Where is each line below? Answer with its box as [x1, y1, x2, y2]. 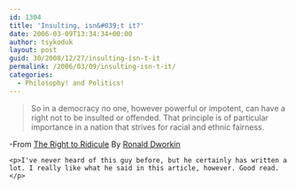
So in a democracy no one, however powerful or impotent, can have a [30, 102, 286, 113]
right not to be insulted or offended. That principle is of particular [30, 112, 269, 123]
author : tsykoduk [9, 37, 74, 47]
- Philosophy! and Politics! [17, 79, 125, 87]
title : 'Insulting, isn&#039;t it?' [9, 21, 144, 30]
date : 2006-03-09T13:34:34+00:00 [9, 29, 133, 38]
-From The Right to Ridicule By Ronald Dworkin [9, 139, 181, 149]
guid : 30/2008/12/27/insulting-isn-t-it [9, 54, 161, 63]
